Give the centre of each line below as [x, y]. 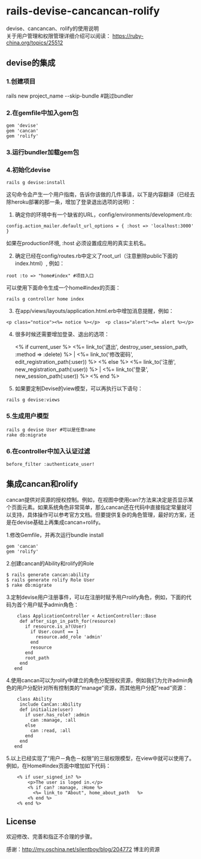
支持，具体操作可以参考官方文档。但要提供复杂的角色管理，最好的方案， [100, 514]
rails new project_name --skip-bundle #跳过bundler [70, 96]
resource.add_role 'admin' [69, 637]
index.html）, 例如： [40, 263]
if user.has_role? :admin [57, 715]
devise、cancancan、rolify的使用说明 [53, 28]
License [21, 822]
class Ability [34, 699]
